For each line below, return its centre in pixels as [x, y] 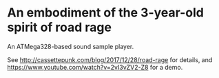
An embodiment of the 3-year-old [106, 13]
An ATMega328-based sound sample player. [71, 46]
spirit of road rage [60, 27]
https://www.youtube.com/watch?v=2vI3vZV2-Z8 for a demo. [95, 67]
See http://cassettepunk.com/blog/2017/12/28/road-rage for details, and [110, 59]
